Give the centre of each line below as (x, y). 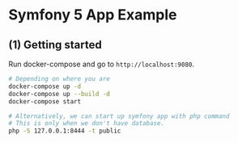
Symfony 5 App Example (93, 15)
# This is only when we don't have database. (86, 124)
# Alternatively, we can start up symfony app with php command (119, 116)
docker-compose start (45, 101)
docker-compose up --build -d (59, 94)
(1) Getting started (55, 45)
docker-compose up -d (45, 86)
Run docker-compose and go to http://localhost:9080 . (101, 64)
